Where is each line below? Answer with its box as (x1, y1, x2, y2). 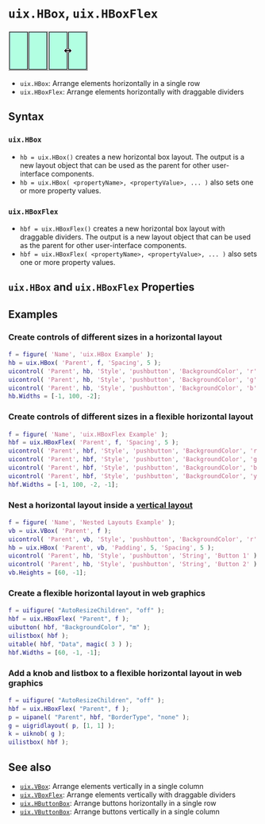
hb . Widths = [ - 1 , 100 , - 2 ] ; (8, 392, 102, 401)
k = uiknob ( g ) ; (8, 730, 66, 738)
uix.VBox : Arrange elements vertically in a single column (19, 782, 204, 791)
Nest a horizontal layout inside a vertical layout (8, 499, 193, 511)
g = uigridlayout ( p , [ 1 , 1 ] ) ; (8, 721, 115, 729)
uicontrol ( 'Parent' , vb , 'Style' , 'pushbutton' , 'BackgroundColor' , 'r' (8, 535, 258, 543)
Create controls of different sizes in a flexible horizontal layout (8, 411, 254, 422)
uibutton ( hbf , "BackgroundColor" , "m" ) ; (8, 624, 151, 632)
